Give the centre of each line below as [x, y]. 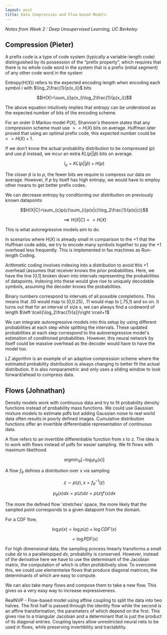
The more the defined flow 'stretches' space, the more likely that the [76, 504]
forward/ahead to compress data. [40, 375]
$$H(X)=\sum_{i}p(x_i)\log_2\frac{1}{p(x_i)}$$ [84, 98]
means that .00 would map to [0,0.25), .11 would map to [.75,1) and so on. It [82, 302]
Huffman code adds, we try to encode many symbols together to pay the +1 [83, 245]
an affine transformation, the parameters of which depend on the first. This [83, 611]
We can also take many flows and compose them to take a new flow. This [81, 585]
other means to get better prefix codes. [46, 185]
